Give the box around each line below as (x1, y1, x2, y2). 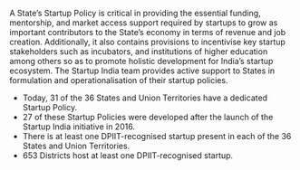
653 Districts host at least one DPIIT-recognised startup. (22, 150, 234, 161)
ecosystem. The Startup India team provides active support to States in (9, 65, 276, 76)
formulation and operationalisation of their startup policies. (9, 75, 228, 85)
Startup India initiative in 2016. (22, 121, 136, 132)
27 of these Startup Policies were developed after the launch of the (22, 112, 274, 122)
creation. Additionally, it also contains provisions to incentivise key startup (9, 36, 285, 47)
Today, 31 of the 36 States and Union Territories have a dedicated (22, 92, 268, 103)
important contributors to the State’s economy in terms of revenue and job (9, 27, 286, 37)
